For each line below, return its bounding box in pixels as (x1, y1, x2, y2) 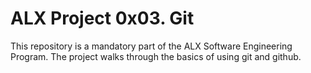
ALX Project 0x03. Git (10, 7, 195, 30)
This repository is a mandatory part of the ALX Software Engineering (10, 40, 293, 52)
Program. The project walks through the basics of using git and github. (10, 50, 302, 62)
